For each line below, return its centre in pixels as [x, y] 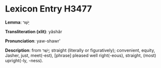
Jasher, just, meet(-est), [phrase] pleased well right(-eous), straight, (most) [81, 55]
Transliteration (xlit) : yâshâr [34, 31]
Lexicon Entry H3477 [49, 9]
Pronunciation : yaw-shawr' [33, 41]
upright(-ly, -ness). [24, 60]
